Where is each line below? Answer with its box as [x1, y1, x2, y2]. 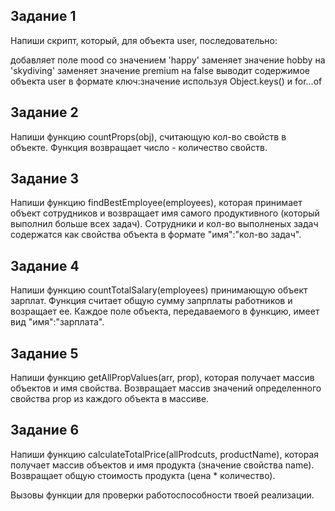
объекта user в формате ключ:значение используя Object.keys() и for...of [10, 75, 323, 87]
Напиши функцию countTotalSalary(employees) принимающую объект [10, 284, 308, 296]
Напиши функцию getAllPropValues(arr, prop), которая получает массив [10, 372, 315, 384]
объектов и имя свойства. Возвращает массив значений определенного [10, 382, 322, 394]
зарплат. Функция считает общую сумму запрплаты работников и [10, 295, 293, 307]
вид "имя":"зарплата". [10, 316, 105, 328]
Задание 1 [10, 8, 77, 25]
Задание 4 [10, 257, 80, 274]
